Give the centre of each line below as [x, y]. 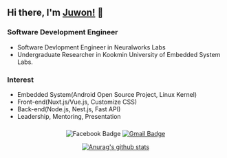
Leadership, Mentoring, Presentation [69, 116]
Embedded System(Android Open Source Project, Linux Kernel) [107, 94]
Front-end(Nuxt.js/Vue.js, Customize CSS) [77, 102]
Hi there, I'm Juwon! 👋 [55, 13]
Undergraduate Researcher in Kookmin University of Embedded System [119, 54]
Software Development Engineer [63, 32]
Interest [21, 80]
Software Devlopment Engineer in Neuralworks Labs [91, 47]
